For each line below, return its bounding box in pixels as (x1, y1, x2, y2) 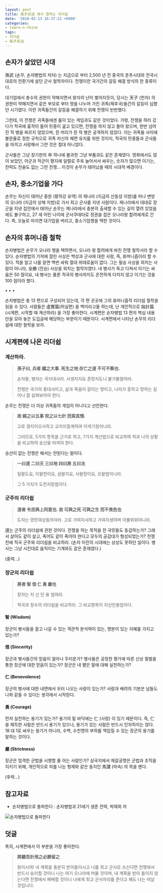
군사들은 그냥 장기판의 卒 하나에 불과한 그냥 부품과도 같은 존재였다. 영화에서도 (5, 152, 152, 157)
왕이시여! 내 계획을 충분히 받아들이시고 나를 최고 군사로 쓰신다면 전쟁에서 (17, 864, 155, 870)
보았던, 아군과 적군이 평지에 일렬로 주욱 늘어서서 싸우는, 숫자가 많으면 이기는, (10, 158, 156, 164)
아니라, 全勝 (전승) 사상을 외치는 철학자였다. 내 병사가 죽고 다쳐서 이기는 (14, 266, 150, 272)
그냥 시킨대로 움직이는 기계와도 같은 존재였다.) (14, 545, 102, 551)
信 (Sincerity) (5, 644, 33, 650)
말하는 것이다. (5, 734, 32, 740)
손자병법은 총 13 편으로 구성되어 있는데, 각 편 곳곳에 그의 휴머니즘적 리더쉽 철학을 (5, 298, 159, 304)
